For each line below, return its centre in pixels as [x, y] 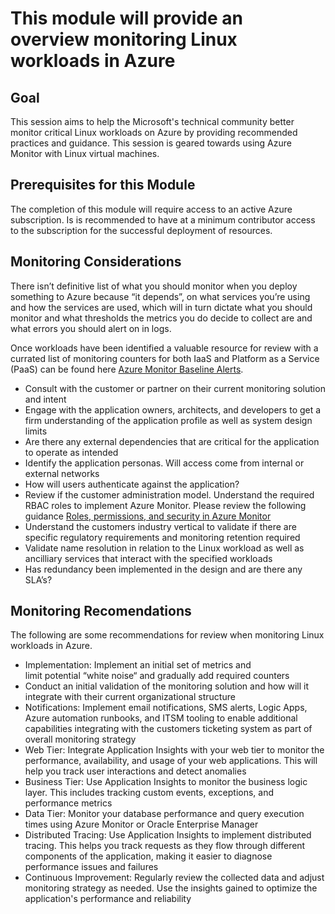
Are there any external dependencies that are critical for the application [172, 441]
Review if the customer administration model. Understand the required [169, 494]
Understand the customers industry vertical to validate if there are [160, 526]
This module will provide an [126, 18]
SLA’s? [38, 579]
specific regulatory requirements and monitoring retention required [162, 537]
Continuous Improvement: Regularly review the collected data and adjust [174, 878]
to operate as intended [71, 452]
